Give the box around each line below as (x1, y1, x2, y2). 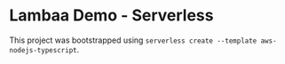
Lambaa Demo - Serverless (9, 5, 214, 26)
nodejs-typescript (9, 45, 77, 54)
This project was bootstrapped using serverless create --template (9, 35, 257, 45)
